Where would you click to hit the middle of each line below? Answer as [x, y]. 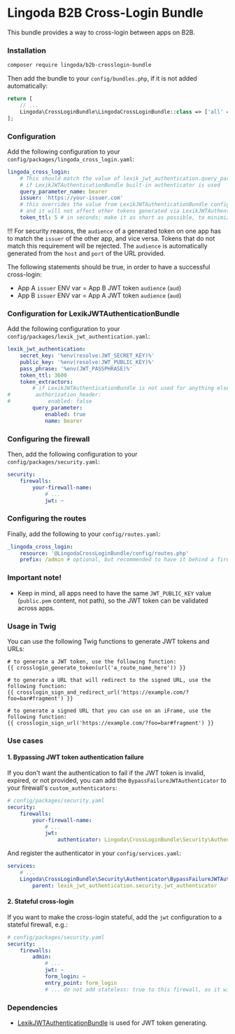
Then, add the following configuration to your [72, 454]
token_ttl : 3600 [44, 375]
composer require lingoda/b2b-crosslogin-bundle [79, 65]
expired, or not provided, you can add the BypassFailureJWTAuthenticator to [117, 781]
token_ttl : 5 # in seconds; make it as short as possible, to [112, 218]
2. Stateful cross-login [41, 901]
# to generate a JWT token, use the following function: [92, 662]
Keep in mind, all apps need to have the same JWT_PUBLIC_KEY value [114, 593]
